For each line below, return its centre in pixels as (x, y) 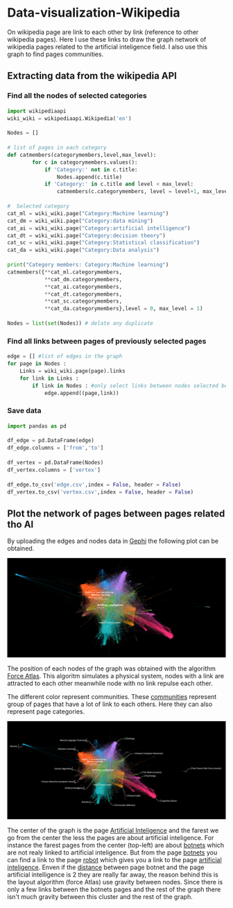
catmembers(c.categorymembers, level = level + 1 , (128, 192)
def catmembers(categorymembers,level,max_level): (82, 155)
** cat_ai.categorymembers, (83, 287)
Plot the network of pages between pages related (116, 513)
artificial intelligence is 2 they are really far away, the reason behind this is (113, 874)
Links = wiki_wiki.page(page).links (73, 371)
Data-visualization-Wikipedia (94, 13)
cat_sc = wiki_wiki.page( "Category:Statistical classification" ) (103, 243)
